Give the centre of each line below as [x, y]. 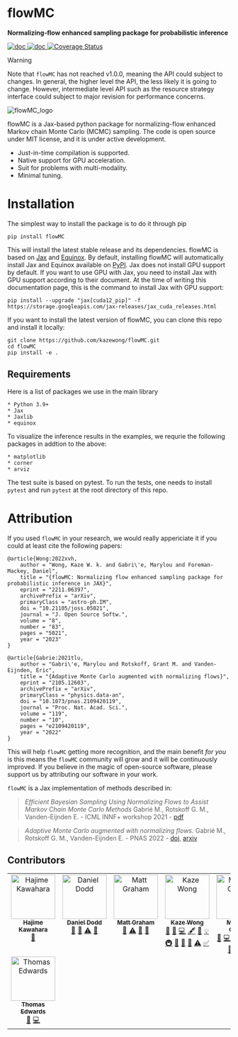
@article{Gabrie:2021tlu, [45, 658]
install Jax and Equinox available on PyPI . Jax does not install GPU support [116, 264]
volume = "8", [41, 621]
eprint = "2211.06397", [55, 590]
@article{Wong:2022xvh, [42, 559]
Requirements [39, 375]
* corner [20, 463]
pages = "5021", [44, 633]
